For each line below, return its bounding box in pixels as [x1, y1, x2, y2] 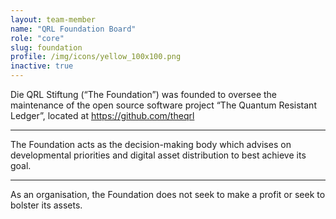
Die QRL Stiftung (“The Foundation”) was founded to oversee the [10, 89, 278, 100]
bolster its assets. [10, 199, 83, 211]
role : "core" [10, 33, 65, 43]
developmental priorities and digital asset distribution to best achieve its [10, 149, 307, 161]
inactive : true [10, 61, 74, 71]
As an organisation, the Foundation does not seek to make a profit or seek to [10, 189, 326, 200]
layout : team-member [10, 14, 97, 25]
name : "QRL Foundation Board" [10, 24, 137, 34]
